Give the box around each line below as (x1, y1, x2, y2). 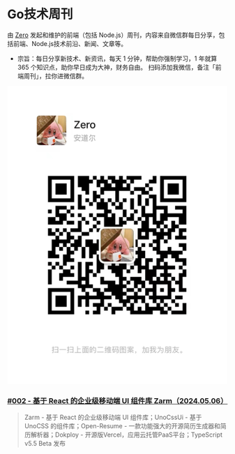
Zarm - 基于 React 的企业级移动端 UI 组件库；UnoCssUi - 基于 (24, 413, 202, 422)
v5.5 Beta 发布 (24, 439, 66, 448)
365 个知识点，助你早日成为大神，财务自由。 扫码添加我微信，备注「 (17, 63, 216, 71)
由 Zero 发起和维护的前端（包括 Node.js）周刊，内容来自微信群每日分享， (7, 31, 219, 39)
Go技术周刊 (7, 6, 73, 22)
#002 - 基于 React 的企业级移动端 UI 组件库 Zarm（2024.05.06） (7, 396, 228, 406)
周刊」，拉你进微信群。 (23, 71, 89, 80)
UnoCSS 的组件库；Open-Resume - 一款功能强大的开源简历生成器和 (24, 422, 221, 430)
